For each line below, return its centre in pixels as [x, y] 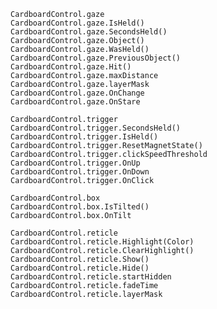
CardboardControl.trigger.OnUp [75, 163]
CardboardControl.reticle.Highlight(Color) [102, 242]
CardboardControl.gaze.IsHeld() [77, 23]
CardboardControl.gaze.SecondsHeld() [89, 32]
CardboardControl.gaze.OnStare [75, 102]
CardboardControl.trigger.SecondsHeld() [96, 128]
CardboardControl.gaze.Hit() [71, 67]
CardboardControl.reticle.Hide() [80, 268]
